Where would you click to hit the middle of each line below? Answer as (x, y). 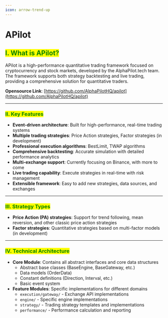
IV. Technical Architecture (37, 251)
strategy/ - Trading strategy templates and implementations (82, 304)
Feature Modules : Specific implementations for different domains (80, 288)
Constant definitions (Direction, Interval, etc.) (66, 278)
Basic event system (40, 283)
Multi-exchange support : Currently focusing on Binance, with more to (85, 162)
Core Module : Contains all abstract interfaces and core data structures (85, 262)
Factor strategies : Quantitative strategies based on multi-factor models (86, 228)
